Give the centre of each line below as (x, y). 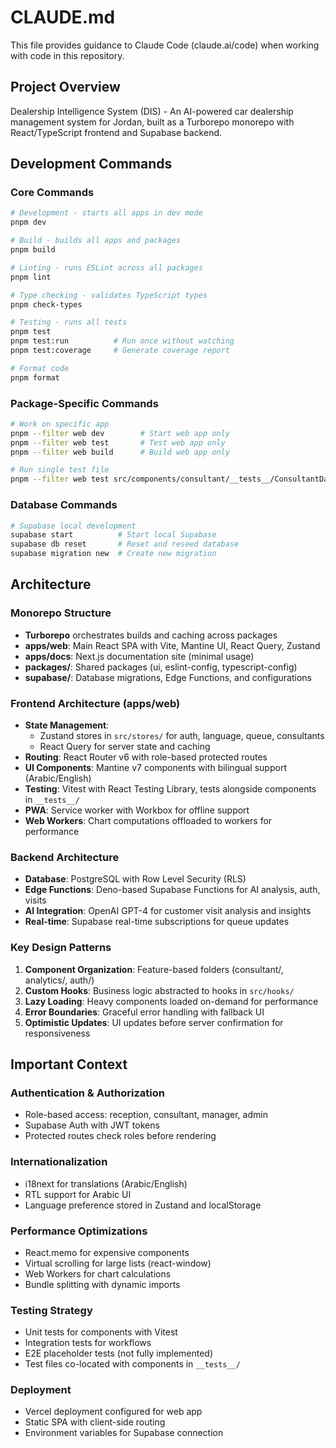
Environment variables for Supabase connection (124, 1433)
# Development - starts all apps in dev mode (106, 213)
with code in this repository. (67, 55)
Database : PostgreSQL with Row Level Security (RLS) (135, 879)
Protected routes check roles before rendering (120, 1136)
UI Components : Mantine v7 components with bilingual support (155, 768)
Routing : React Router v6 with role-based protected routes (146, 757)
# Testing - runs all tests (69, 322)
